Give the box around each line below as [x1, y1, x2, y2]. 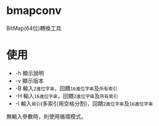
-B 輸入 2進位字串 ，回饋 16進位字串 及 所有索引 [15, 85, 118, 92]
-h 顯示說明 [15, 69, 44, 77]
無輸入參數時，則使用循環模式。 [6, 113, 87, 120]
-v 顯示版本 [15, 77, 44, 84]
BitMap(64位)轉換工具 [6, 24, 62, 32]
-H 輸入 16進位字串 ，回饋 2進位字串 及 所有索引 [15, 92, 118, 99]
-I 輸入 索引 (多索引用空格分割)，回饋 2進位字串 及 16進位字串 [15, 100, 154, 107]
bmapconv [6, 4, 62, 18]
